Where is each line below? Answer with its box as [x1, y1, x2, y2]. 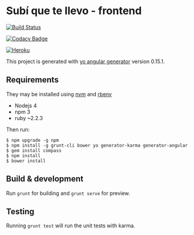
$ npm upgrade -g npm [6, 137, 59, 143]
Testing [6, 206, 35, 216]
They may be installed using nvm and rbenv [6, 90, 112, 98]
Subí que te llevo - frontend [6, 4, 142, 18]
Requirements [6, 75, 59, 85]
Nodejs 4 [14, 102, 37, 109]
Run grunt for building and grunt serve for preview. [6, 190, 131, 197]
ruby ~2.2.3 [14, 114, 43, 121]
